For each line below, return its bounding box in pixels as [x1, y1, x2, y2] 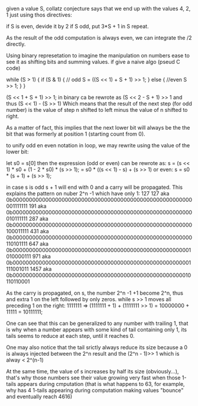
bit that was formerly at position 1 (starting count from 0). [6, 130, 146, 137]
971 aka [32, 253, 51, 260]
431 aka [30, 228, 49, 234]
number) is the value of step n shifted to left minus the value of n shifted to [6, 107, 188, 113]
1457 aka [30, 266, 52, 272]
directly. [6, 41, 26, 47]
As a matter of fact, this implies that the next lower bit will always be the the [6, 124, 190, 131]
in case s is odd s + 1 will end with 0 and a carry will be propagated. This [6, 183, 183, 191]
